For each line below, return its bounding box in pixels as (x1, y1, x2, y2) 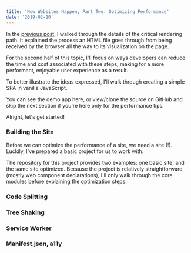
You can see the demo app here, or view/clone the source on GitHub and (6, 95, 183, 103)
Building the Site (6, 128, 54, 136)
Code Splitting (6, 192, 48, 201)
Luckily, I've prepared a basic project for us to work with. (6, 148, 144, 155)
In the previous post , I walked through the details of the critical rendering (6, 30, 183, 37)
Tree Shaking (6, 208, 45, 217)
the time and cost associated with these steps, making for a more (6, 60, 165, 68)
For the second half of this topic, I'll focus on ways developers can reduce (6, 54, 186, 61)
